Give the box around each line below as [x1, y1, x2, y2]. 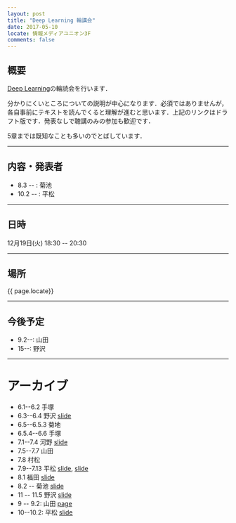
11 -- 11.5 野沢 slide [17, 491, 72, 499]
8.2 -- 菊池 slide [17, 482, 65, 491]
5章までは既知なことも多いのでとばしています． [7, 131, 146, 140]
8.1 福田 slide [17, 473, 55, 482]
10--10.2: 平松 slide [17, 508, 73, 517]
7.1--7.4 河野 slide [17, 438, 68, 446]
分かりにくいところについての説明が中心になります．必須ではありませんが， [7, 99, 228, 108]
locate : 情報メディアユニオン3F [7, 30, 91, 37]
